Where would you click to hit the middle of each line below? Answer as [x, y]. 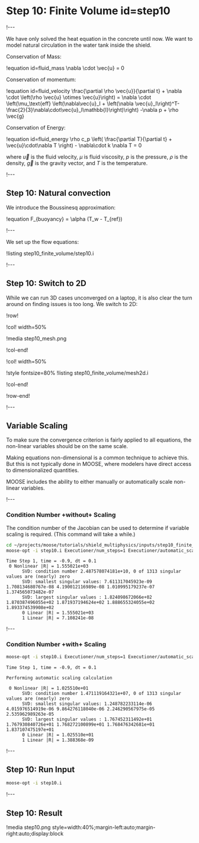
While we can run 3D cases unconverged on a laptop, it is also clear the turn [99, 298]
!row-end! [18, 395]
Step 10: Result [34, 813]
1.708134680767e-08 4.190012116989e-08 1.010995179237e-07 [81, 587]
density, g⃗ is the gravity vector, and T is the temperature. [77, 163]
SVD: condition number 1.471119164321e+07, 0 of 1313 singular [102, 693]
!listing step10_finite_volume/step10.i [50, 253]
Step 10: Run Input [41, 769]
